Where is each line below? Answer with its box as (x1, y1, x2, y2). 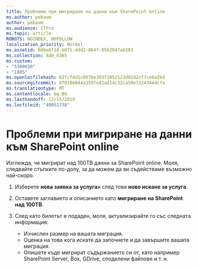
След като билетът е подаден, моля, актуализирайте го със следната (14, 213, 191, 220)
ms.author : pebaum (6, 14, 51, 20)
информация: (14, 219, 48, 226)
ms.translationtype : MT (6, 86, 65, 91)
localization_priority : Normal (6, 42, 83, 48)
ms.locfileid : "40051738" (6, 102, 70, 108)
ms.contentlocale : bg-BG (6, 91, 67, 97)
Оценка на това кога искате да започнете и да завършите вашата (23, 237, 190, 244)
